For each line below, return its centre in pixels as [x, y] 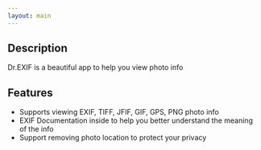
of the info [36, 129]
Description [37, 49]
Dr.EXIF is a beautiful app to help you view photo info [95, 67]
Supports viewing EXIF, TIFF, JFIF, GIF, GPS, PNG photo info [119, 112]
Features [30, 93]
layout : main [29, 16]
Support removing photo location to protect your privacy [113, 138]
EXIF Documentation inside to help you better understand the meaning [136, 120]
